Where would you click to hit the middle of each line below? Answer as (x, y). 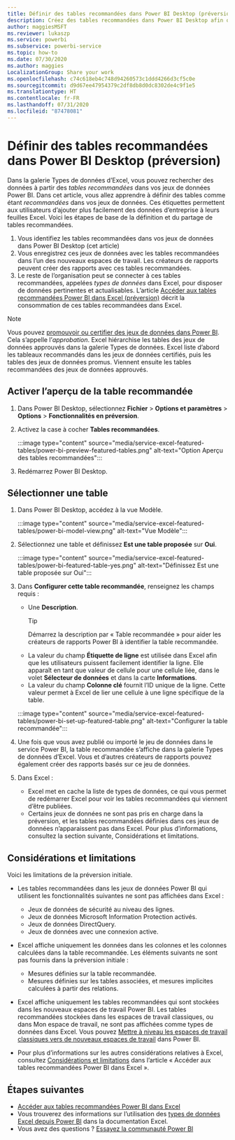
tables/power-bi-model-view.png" (66, 531)
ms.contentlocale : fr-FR (43, 99)
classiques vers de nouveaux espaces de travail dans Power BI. (109, 1039)
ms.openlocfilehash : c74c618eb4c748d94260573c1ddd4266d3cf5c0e (101, 79)
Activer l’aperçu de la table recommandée (100, 391)
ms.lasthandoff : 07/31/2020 (48, 105)
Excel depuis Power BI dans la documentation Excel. (93, 1121)
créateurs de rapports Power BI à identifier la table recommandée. (123, 642)
